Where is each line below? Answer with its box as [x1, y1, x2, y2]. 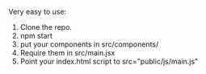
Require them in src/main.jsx [19, 48, 116, 57]
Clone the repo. [19, 23, 73, 31]
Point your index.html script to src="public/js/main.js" [19, 56, 199, 66]
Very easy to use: [8, 7, 67, 16]
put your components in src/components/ [19, 39, 159, 49]
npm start [19, 31, 53, 40]
